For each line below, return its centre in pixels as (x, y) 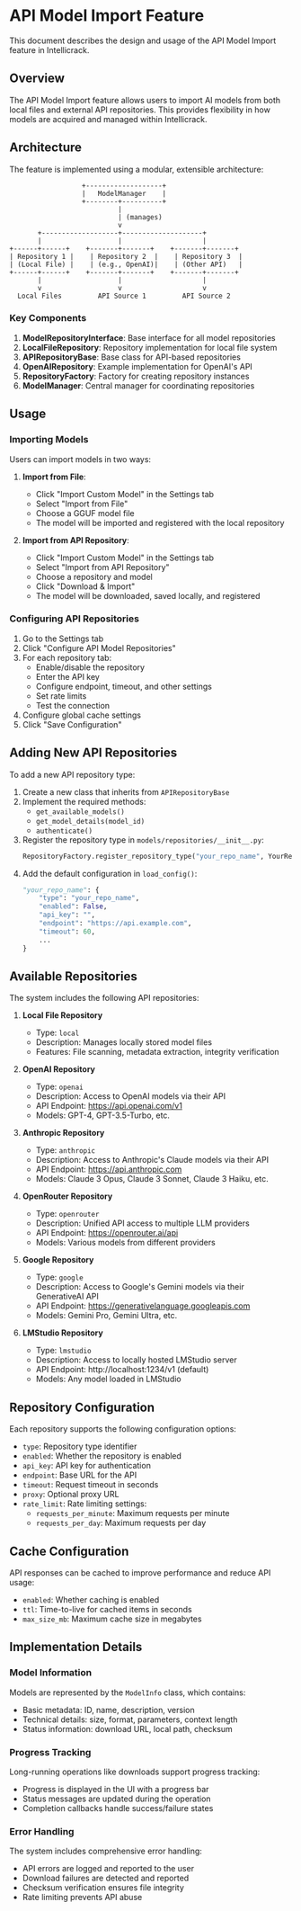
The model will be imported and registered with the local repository (160, 522)
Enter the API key (68, 676)
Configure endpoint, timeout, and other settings (124, 686)
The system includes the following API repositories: (104, 998)
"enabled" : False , (73, 906)
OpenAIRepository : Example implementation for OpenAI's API (137, 366)
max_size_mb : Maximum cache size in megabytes (112, 1619)
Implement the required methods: (84, 801)
